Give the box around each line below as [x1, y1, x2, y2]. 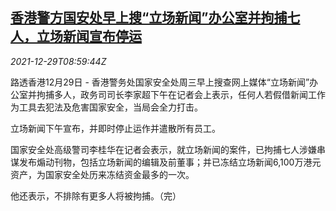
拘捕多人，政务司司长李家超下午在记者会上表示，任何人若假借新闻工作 [36, 88, 326, 100]
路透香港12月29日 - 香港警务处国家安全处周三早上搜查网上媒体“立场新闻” [10, 76, 310, 88]
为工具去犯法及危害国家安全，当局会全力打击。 [10, 101, 203, 113]
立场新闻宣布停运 [36, 28, 142, 45]
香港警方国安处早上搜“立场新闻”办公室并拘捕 [10, 9, 288, 27]
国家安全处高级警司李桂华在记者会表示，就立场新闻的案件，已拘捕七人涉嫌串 [10, 143, 326, 155]
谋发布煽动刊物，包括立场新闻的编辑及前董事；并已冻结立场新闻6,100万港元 [10, 156, 322, 168]
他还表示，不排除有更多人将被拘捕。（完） [10, 189, 182, 202]
